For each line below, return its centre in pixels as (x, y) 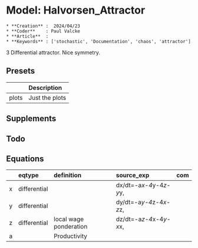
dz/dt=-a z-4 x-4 (140, 219)
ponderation (71, 227)
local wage (69, 219)
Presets (21, 71)
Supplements (31, 119)
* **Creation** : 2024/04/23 (43, 26)
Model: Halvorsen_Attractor (76, 10)
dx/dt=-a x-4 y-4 (140, 185)
